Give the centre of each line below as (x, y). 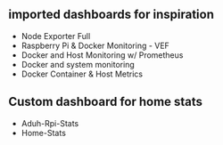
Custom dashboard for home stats (105, 102)
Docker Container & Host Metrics (82, 74)
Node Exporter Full (56, 36)
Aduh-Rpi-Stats (50, 123)
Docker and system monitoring (78, 64)
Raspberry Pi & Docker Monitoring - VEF (95, 45)
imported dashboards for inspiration (111, 15)
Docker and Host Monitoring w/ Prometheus (102, 55)
